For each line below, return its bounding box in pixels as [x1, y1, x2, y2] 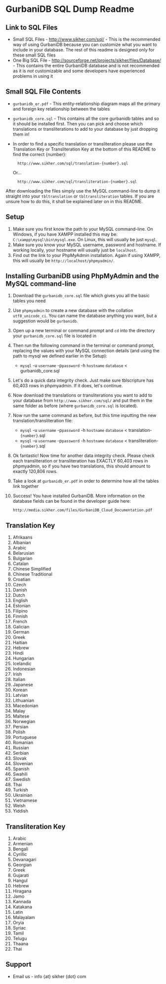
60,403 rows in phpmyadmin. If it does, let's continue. [12, 383, 123, 389]
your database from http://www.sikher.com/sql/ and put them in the [12, 398, 153, 404]
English [12, 598, 28, 604]
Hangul [12, 878, 28, 883]
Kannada [12, 899, 31, 905]
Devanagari [12, 857, 37, 863]
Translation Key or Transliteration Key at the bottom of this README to [12, 146, 156, 152]
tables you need [12, 298, 46, 304]
